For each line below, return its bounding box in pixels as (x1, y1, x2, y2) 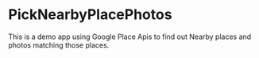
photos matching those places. (8, 40, 110, 49)
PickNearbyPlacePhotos (8, 6, 172, 24)
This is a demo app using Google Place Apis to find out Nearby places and (8, 32, 252, 41)
